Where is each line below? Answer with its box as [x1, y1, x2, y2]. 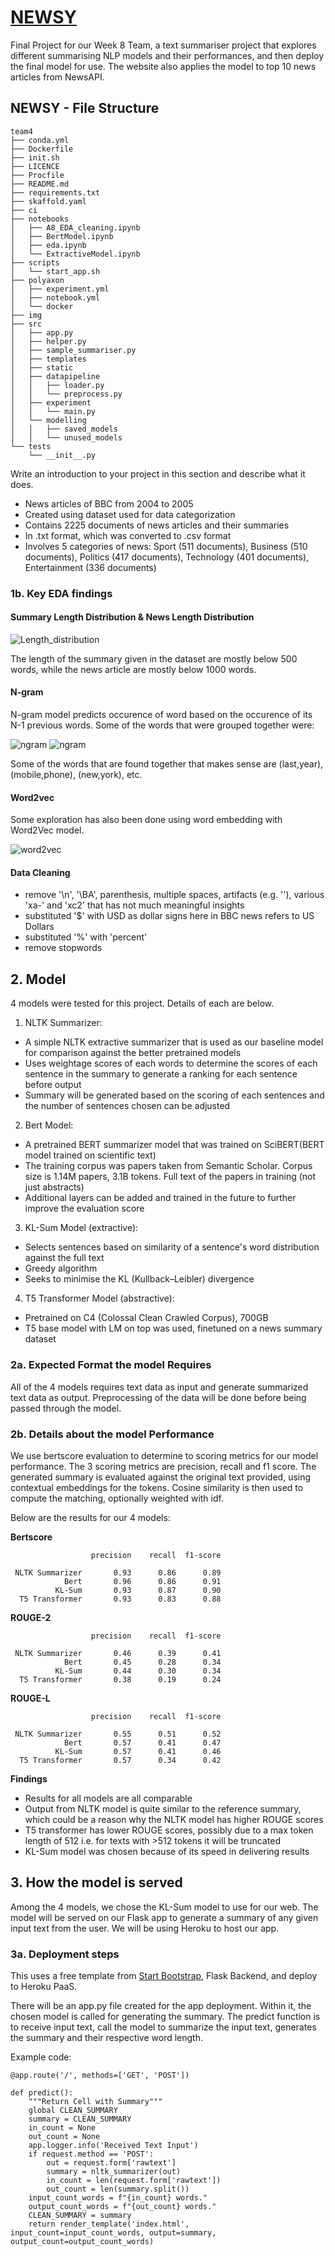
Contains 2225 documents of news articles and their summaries [24, 519, 290, 531]
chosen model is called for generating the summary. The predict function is [10, 2011, 321, 2022]
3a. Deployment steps [10, 1947, 120, 1961]
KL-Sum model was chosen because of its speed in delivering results [24, 1845, 310, 1857]
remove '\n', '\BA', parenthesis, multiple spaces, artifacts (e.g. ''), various [24, 889, 325, 901]
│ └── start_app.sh [10, 266, 101, 276]
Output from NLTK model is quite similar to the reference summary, [24, 1802, 302, 1815]
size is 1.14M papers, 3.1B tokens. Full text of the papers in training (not [24, 1171, 317, 1183]
